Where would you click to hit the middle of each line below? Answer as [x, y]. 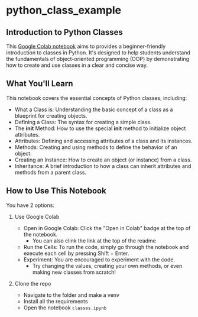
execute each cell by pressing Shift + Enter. [76, 253]
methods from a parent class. [51, 172]
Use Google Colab [37, 216]
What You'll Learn [40, 84]
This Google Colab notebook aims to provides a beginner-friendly [86, 46]
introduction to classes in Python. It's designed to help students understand [98, 53]
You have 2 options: [30, 205]
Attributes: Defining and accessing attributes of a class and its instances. [103, 141]
